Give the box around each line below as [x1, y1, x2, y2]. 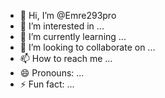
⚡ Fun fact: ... [19, 78, 75, 90]
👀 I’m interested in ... [19, 20, 105, 32]
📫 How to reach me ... [19, 53, 113, 64]
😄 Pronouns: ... [19, 67, 85, 79]
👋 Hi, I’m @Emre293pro [19, 10, 117, 21]
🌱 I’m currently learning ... [19, 31, 127, 42]
